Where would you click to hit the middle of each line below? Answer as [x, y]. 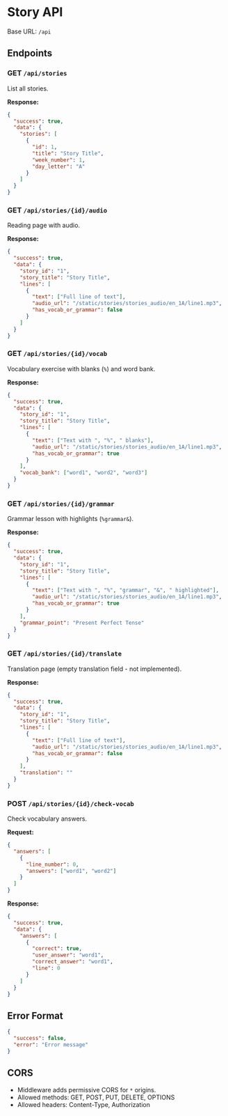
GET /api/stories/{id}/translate [65, 653]
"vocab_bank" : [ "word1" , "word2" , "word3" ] [84, 473]
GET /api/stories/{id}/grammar [61, 504]
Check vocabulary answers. [47, 819]
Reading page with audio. [44, 225]
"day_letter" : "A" [59, 166]
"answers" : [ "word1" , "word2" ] [71, 871]
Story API [35, 12]
